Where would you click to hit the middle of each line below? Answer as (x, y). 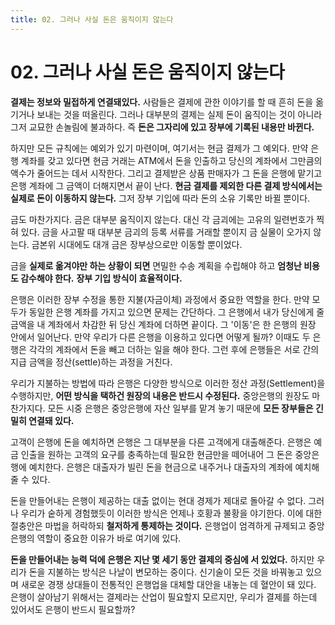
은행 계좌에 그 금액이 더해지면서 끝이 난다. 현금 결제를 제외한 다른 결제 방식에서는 (166, 185)
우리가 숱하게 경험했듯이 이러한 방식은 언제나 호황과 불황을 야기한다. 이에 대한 (171, 513)
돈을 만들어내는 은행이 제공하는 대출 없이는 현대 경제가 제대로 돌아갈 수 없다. (158, 500)
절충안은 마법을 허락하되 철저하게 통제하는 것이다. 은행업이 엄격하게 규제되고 (158, 525)
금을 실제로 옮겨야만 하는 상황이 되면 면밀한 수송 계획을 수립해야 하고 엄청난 (156, 265)
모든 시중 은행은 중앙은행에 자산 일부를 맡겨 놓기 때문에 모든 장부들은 (180, 408)
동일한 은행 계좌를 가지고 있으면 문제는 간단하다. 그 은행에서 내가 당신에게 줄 (176, 312)
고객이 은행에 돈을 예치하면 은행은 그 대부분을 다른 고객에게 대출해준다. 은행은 (161, 442)
